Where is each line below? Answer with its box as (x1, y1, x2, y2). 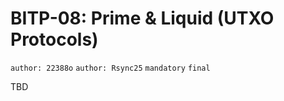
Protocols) (10, 28, 99, 51)
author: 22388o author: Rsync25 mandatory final (10, 63, 211, 73)
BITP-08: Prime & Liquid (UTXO (10, 7, 275, 30)
